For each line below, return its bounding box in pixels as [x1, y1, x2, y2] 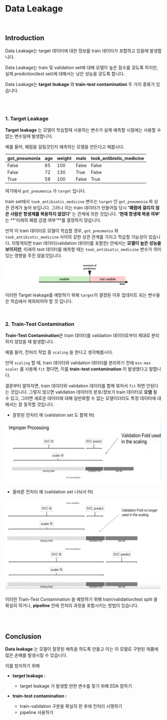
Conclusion [5, 632, 42, 640]
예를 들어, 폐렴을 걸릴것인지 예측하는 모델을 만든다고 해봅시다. [5, 144, 125, 150]
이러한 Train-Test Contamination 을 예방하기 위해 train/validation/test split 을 [5, 596, 158, 602]
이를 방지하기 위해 [5, 663, 40, 669]
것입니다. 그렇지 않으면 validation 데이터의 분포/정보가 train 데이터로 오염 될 [10, 389, 158, 395]
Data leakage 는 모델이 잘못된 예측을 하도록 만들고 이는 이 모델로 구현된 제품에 [5, 646, 159, 652]
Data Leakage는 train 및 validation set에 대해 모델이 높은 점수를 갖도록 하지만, [5, 64, 158, 70]
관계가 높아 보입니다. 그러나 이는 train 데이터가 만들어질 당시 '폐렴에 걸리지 [10, 204, 155, 210]
